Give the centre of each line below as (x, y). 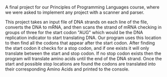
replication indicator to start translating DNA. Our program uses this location (83, 38)
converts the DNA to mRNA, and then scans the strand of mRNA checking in (83, 27)
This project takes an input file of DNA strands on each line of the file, (77, 22)
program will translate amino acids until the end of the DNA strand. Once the (83, 58)
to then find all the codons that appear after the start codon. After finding (80, 43)
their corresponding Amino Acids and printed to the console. (67, 69)
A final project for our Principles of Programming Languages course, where (82, 7)
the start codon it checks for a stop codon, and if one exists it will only (77, 48)
